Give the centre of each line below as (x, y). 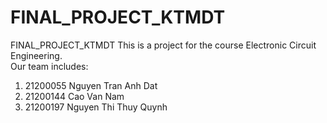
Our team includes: (49, 66)
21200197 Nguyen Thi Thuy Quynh (96, 107)
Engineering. (36, 55)
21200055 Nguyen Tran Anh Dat (91, 85)
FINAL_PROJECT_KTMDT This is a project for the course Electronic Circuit (163, 45)
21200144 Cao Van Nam (74, 96)
